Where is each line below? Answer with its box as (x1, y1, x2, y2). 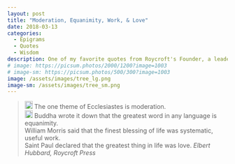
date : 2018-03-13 (7, 23, 58, 30)
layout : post (7, 10, 45, 17)
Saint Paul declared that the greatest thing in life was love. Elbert (24, 141, 211, 150)
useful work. (24, 134, 61, 142)
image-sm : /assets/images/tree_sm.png (7, 82, 120, 89)
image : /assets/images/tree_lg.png (7, 75, 111, 82)
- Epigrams (13, 36, 45, 43)
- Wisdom (13, 50, 39, 57)
